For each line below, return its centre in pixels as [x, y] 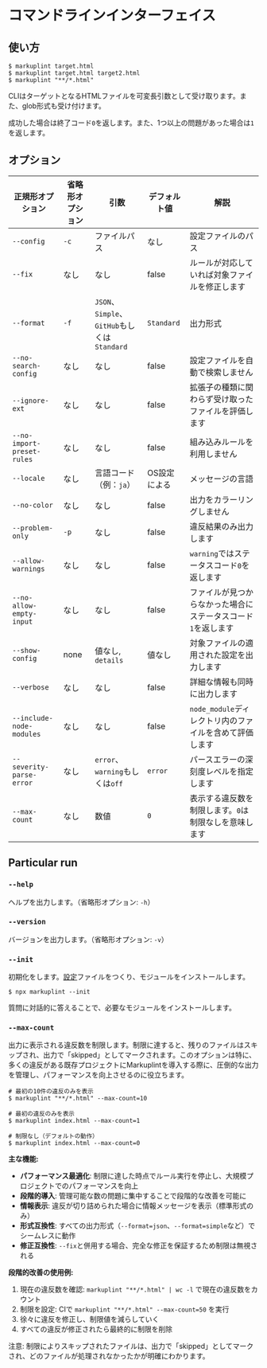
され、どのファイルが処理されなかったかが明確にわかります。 [109, 1356]
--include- [33, 718]
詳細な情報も [214, 682]
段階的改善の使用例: [41, 1272]
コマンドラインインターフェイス [112, 16]
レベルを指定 [230, 771]
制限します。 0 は [219, 810]
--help [21, 885]
